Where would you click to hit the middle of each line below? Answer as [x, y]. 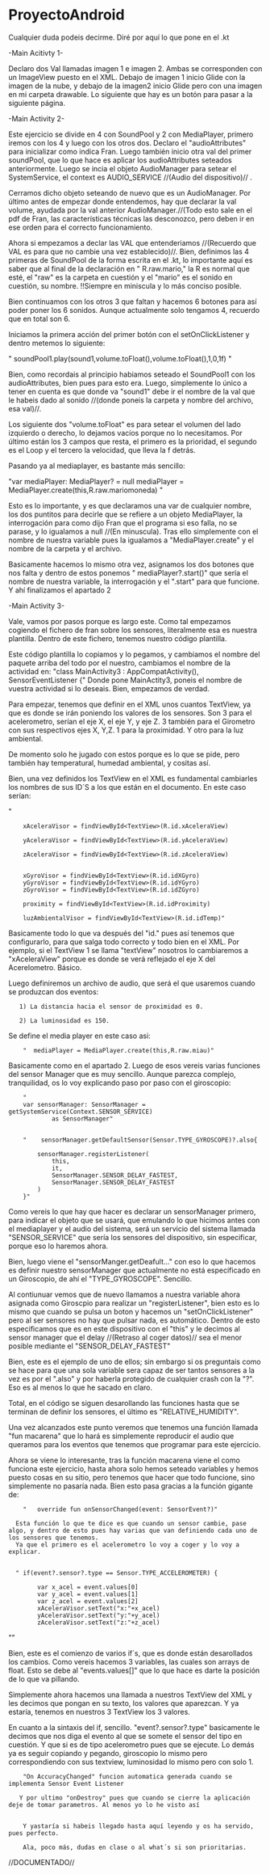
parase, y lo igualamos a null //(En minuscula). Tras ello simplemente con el [133, 531]
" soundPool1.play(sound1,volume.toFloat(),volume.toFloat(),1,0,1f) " [120, 358]
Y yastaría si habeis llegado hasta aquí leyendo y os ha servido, [138, 1826]
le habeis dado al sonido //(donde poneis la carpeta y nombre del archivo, [131, 400]
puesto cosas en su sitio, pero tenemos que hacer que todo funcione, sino [132, 1477]
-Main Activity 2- [37, 118]
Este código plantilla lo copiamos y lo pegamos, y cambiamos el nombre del [134, 654]
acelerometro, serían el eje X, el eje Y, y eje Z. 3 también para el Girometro [132, 721]
